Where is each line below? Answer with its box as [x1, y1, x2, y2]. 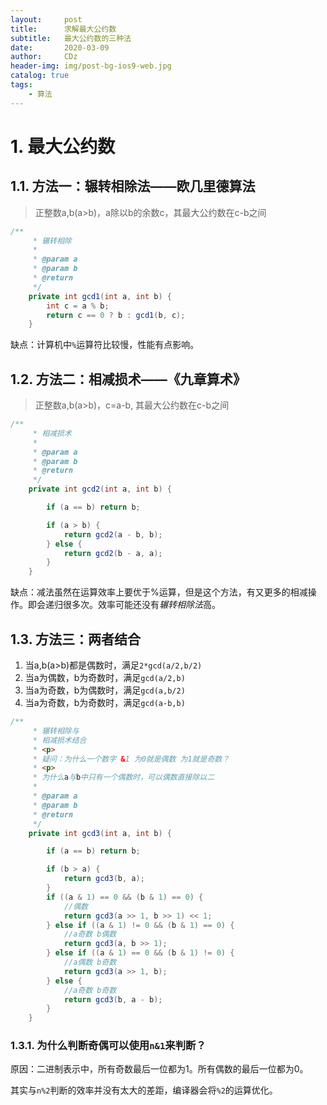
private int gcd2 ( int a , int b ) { [28, 484, 172, 495]
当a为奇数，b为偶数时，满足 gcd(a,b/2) [24, 684, 186, 696]
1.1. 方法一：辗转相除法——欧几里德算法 [10, 178, 256, 195]
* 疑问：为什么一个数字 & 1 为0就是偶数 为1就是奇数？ [32, 754, 230, 764]
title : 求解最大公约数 [10, 24, 117, 34]
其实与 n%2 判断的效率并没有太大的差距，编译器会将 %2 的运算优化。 [10, 1084, 278, 1096]
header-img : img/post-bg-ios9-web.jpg [10, 61, 172, 71]
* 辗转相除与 [32, 726, 80, 736]
